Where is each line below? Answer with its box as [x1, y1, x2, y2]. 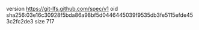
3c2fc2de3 [6, 18, 34, 25]
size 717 [34, 18, 55, 25]
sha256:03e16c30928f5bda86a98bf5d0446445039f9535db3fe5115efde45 [6, 11, 194, 19]
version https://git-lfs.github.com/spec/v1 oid [6, 5, 118, 12]
